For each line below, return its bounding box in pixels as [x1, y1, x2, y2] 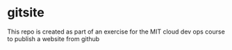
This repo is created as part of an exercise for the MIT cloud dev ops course [7, 27, 226, 36]
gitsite [7, 5, 45, 21]
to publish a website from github [7, 34, 100, 42]
